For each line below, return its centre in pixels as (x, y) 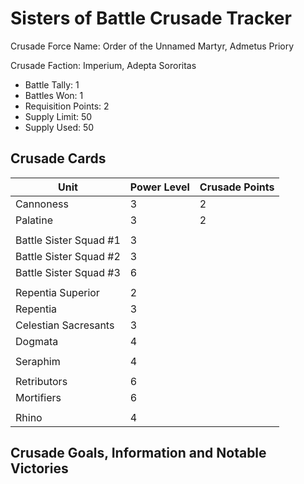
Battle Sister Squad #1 (68, 240)
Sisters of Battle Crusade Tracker (151, 18)
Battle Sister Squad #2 (68, 256)
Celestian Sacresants (65, 325)
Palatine (34, 220)
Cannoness (42, 204)
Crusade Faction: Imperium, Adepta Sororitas (103, 65)
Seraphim (38, 361)
